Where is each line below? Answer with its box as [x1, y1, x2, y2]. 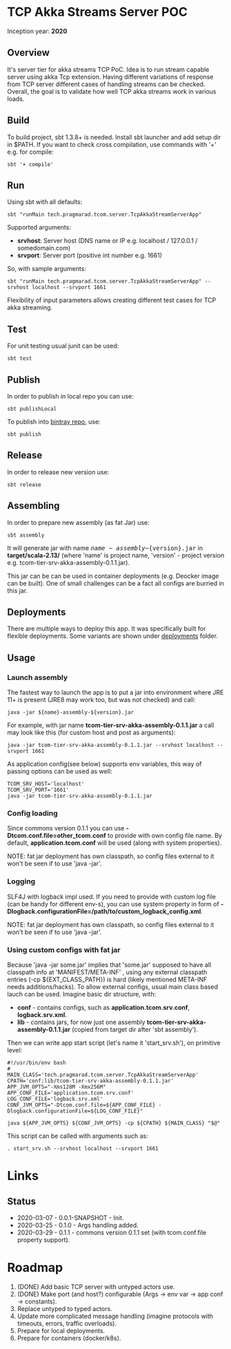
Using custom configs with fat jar [7, 945, 121, 955]
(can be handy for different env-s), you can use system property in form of [7, 899, 219, 908]
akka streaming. [7, 303, 53, 312]
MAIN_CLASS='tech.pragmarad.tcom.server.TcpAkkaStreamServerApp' [7, 1072, 199, 1079]
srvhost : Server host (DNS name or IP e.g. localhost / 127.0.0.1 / [17, 237, 198, 245]
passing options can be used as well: [7, 767, 112, 776]
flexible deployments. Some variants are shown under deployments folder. [7, 632, 219, 640]
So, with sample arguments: [7, 265, 86, 273]
